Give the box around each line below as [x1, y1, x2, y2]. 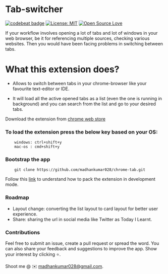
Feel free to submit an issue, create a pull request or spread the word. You [5, 240, 159, 246]
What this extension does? [5, 64, 120, 75]
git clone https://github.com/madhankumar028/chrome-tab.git [14, 167, 145, 172]
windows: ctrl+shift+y [14, 140, 62, 145]
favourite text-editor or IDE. [12, 86, 70, 92]
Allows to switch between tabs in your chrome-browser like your [12, 80, 147, 86]
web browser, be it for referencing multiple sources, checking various [5, 35, 150, 41]
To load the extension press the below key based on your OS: [5, 128, 158, 135]
